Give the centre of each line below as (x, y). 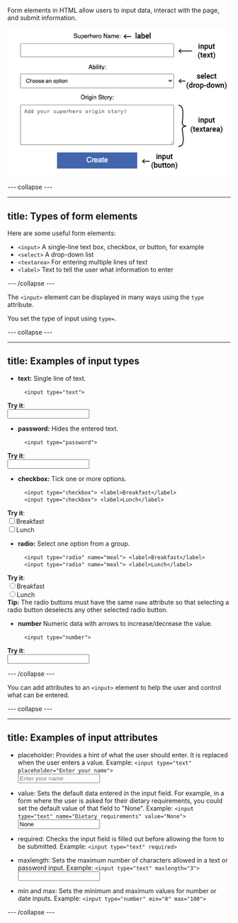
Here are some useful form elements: (62, 233)
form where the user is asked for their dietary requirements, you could (120, 800)
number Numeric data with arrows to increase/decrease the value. (115, 623)
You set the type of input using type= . (62, 318)
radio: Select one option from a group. (74, 544)
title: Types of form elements (73, 216)
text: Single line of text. (52, 378)
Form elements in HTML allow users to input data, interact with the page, (113, 10)
